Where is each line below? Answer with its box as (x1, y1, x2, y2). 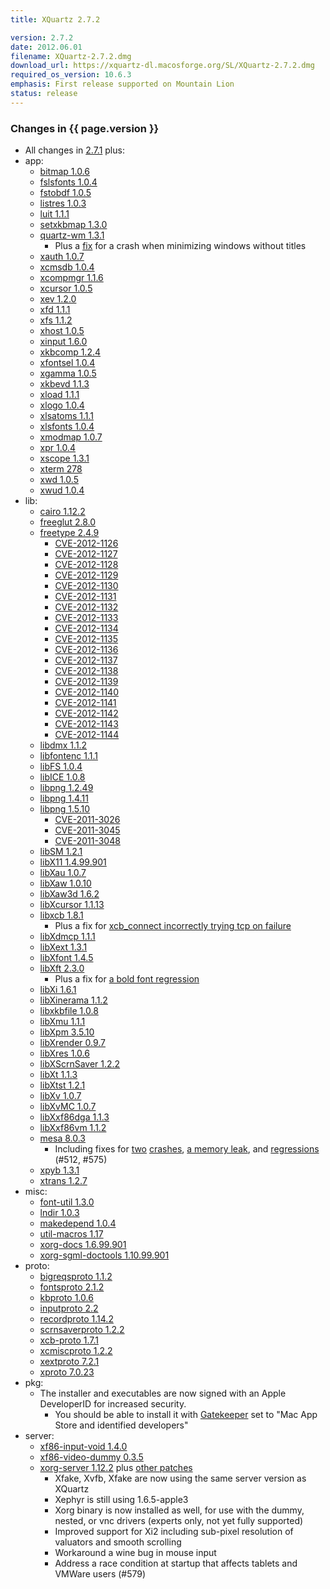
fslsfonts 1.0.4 (39, 176, 98, 188)
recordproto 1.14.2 (39, 1313, 114, 1325)
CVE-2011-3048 (54, 835, 121, 847)
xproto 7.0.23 (39, 1366, 95, 1378)
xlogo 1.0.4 (39, 399, 85, 411)
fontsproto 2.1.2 (39, 1281, 105, 1293)
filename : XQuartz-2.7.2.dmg (10, 51, 132, 61)
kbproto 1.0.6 (39, 1292, 94, 1304)
